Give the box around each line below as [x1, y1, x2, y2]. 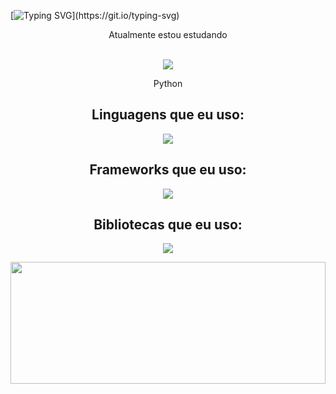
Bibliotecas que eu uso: [93, 216, 243, 234]
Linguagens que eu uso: [91, 106, 245, 124]
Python [153, 78, 183, 89]
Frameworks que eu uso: [89, 161, 247, 179]
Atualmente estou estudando [108, 29, 228, 40]
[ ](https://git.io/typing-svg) [10, 10, 180, 21]
